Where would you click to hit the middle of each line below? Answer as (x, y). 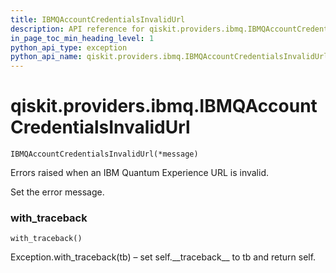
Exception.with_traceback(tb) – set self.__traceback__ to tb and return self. (163, 257)
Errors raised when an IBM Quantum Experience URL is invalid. (139, 173)
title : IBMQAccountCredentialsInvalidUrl (98, 19)
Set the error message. (57, 192)
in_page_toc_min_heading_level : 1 (82, 38)
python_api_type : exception (69, 47)
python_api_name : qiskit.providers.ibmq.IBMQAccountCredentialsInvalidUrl (169, 57)
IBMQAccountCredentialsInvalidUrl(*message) (104, 154)
